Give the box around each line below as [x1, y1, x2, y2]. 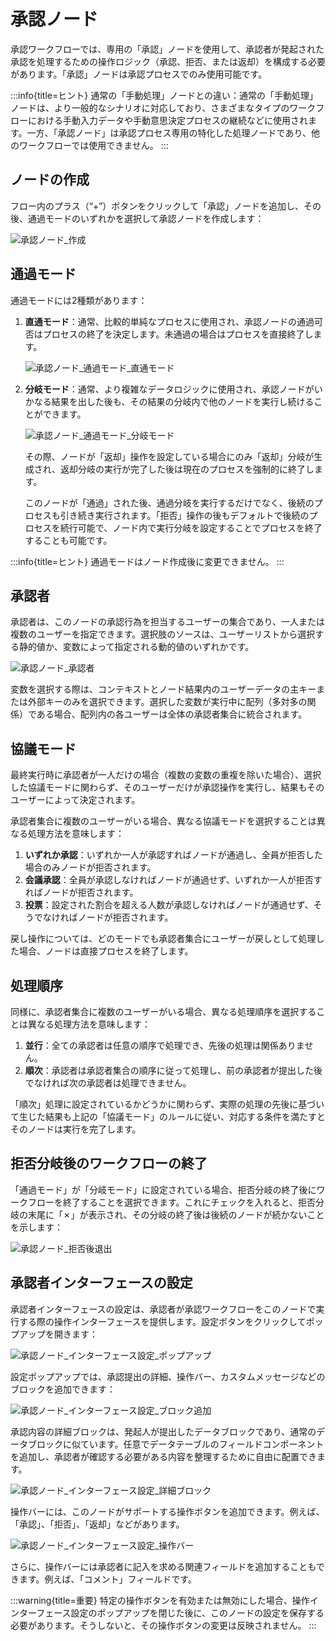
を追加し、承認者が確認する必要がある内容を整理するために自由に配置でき [10, 1450, 317, 1462]
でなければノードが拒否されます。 [33, 911, 174, 924]
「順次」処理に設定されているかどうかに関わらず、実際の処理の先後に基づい [10, 1098, 325, 1110]
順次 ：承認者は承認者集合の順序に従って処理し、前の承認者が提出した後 [24, 1065, 323, 1076]
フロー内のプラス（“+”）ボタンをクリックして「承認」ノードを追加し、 [10, 200, 304, 212]
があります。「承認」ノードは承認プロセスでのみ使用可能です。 [10, 68, 268, 80]
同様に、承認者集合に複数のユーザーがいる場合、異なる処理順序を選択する [10, 1006, 317, 1017]
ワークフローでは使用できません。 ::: [18, 139, 169, 151]
